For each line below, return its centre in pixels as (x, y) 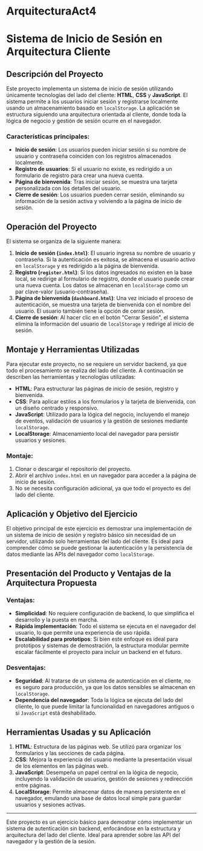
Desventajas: (26, 667)
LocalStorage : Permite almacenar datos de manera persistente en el (100, 792)
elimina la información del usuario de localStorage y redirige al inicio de (105, 324)
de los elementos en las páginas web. (62, 766)
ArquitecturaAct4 (51, 11)
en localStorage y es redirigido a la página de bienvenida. (87, 266)
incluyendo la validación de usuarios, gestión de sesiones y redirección (104, 779)
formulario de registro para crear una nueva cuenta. (79, 175)
